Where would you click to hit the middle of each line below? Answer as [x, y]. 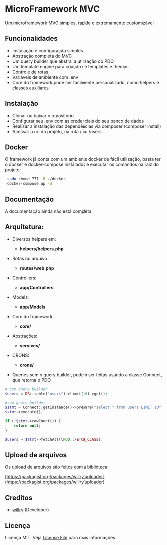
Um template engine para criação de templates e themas [70, 66]
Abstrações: [25, 336]
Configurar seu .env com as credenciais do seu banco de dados [78, 121]
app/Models [33, 307]
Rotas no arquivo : [31, 258]
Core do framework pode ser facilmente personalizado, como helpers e [85, 82]
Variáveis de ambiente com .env [45, 77]
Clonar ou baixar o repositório [43, 115]
